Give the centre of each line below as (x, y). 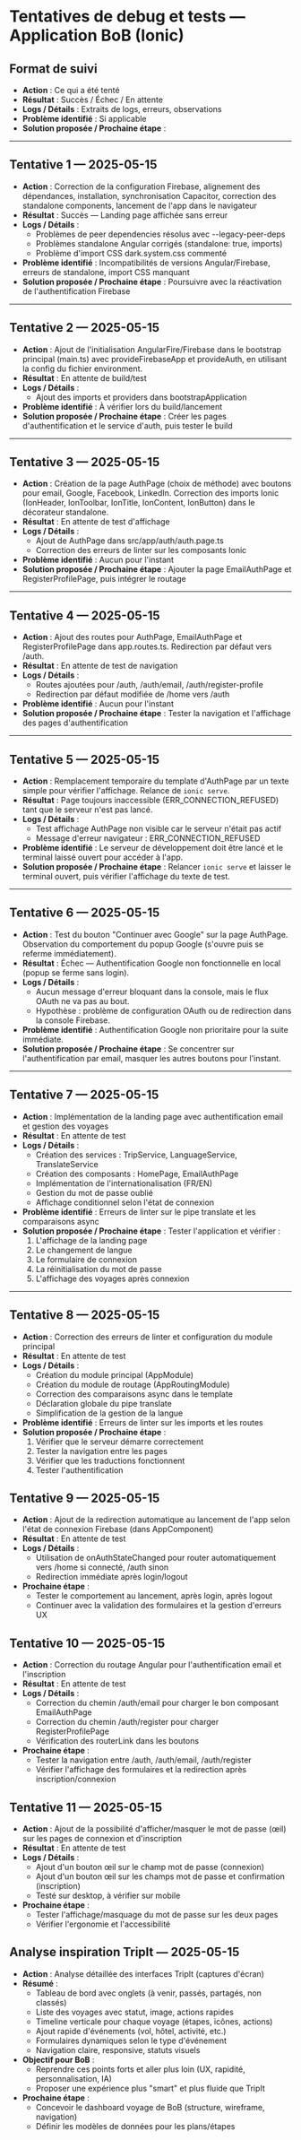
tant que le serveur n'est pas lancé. (87, 810)
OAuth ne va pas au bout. (82, 1001)
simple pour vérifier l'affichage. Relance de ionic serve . (126, 791)
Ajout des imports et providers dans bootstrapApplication (142, 397)
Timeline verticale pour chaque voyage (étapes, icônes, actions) (154, 2021)
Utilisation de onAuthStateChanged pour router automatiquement (156, 1558)
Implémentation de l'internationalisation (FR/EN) (124, 1183)
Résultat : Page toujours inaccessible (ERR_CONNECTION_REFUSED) (150, 801)
